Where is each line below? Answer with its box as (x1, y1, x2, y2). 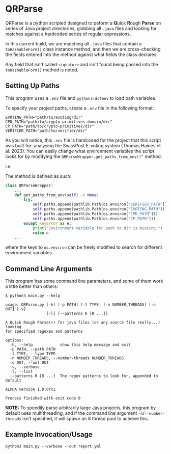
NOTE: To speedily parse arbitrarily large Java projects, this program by (5, 405, 156, 411)
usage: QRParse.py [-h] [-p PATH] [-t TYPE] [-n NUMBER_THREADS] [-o (5, 302, 156, 307)
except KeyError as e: (23, 221, 72, 226)
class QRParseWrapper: (5, 183, 53, 188)
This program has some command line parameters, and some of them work (5, 278, 163, 284)
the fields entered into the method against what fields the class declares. (5, 51, 158, 58)
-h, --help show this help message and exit (10, 342, 131, 348)
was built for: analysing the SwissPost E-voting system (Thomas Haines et (5, 142, 161, 148)
